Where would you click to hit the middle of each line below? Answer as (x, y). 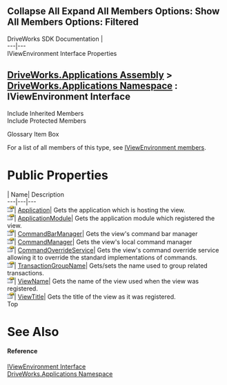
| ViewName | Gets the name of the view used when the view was (106, 281)
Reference (22, 351)
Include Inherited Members (46, 113)
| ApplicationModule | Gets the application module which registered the (115, 218)
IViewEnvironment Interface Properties (62, 53)
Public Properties (58, 175)
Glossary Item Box (33, 134)
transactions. (26, 273)
